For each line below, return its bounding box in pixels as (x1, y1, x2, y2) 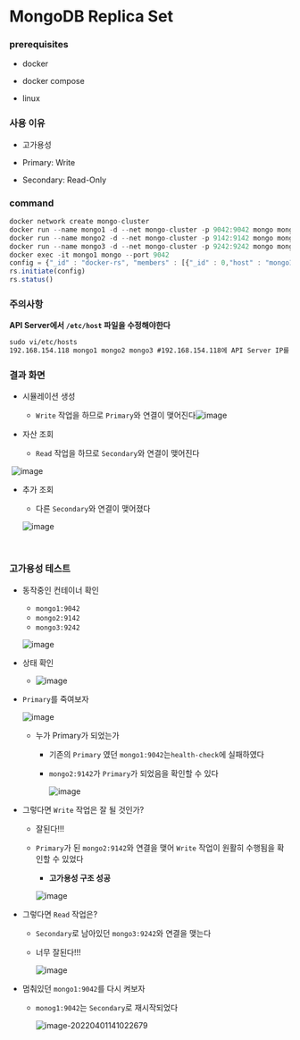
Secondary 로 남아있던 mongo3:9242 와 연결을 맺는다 (35, 927, 212, 938)
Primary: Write (21, 156, 76, 167)
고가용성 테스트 (9, 562, 71, 575)
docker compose (21, 76, 85, 87)
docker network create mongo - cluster (9, 217, 150, 226)
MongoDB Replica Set (9, 6, 174, 27)
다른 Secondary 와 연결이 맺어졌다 (35, 503, 151, 514)
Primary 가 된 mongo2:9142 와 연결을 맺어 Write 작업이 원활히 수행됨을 (35, 842, 275, 853)
